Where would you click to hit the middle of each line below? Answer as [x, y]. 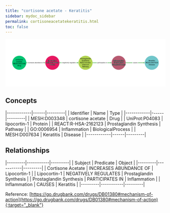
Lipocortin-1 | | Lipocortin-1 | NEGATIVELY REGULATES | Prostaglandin [79, 173]
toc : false [17, 27]
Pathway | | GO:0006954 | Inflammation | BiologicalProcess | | [70, 129]
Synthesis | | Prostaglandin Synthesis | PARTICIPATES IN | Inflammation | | [83, 179]
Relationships [27, 150]
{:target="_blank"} [24, 205]
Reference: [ [18, 194]
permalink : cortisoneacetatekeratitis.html [52, 21]
